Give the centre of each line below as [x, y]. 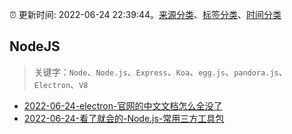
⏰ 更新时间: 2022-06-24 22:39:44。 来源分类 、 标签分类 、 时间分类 [145, 14]
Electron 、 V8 [61, 84]
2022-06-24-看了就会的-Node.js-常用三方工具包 [124, 118]
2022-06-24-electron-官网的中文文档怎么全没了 [123, 105]
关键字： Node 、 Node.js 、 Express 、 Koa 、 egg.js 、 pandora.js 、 [160, 72]
